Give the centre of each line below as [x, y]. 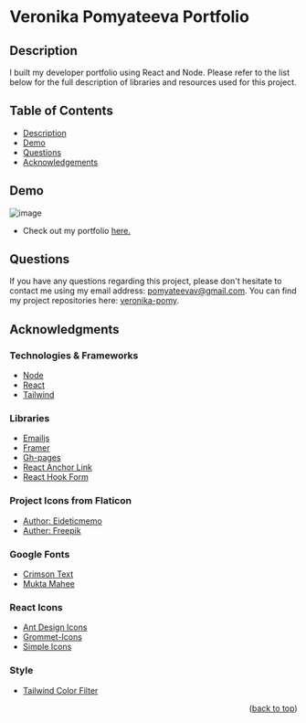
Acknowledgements [60, 162]
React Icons [37, 607]
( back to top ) [273, 708]
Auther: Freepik [52, 530]
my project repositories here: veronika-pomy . [95, 301]
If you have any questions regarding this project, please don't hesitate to [146, 282]
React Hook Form [55, 477]
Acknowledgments [65, 330]
